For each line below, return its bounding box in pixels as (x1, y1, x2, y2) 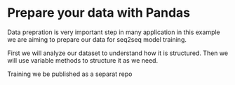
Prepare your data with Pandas (7, 5, 191, 21)
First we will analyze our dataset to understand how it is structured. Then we (7, 49, 229, 57)
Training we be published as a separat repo (7, 70, 133, 78)
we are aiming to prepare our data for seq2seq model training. (7, 35, 187, 43)
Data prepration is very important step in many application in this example (7, 28, 221, 36)
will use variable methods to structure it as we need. (7, 56, 159, 64)
